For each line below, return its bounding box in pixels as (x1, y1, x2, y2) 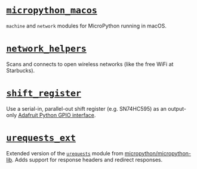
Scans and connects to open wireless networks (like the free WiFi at (6, 60, 174, 67)
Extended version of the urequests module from (6, 149, 124, 157)
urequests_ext (6, 133, 76, 143)
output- (168, 105, 187, 112)
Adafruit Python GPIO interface (17, 111, 94, 118)
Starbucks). (6, 67, 35, 74)
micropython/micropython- (124, 149, 191, 157)
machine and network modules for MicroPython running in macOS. (6, 22, 167, 29)
